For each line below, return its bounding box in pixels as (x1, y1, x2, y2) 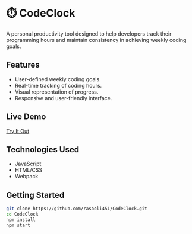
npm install (6, 216, 36, 223)
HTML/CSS (14, 166, 43, 174)
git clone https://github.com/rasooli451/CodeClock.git (6, 206, 147, 212)
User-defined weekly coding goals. (14, 75, 101, 82)
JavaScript (14, 160, 42, 168)
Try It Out (6, 127, 30, 134)
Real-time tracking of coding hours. (14, 82, 102, 89)
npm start (6, 222, 31, 228)
